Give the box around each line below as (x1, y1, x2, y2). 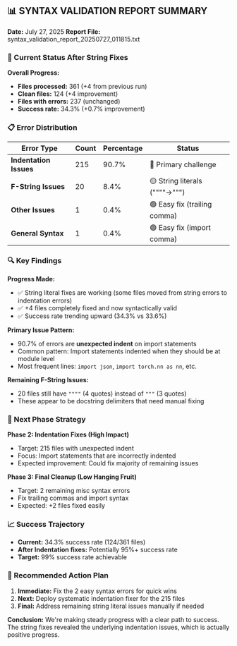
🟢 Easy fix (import (149, 223, 212, 233)
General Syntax (11, 228, 64, 238)
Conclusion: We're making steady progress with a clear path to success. (7, 615, 220, 623)
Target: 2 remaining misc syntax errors (17, 487, 130, 494)
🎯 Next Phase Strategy (7, 414, 86, 424)
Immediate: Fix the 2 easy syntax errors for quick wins (17, 587, 178, 595)
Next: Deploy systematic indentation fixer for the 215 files (17, 594, 186, 602)
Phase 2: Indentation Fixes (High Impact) (7, 430, 129, 439)
